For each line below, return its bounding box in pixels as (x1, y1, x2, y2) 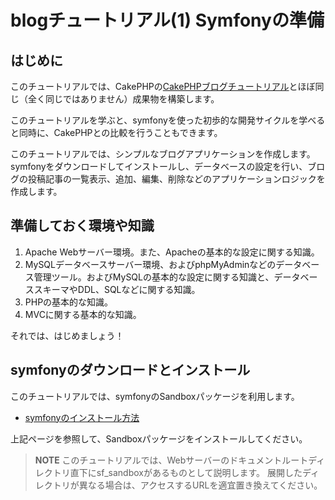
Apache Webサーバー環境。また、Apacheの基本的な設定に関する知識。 (24, 246, 320, 258)
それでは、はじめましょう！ (10, 329, 125, 341)
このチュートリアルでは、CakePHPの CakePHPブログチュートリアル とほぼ (10, 81, 316, 92)
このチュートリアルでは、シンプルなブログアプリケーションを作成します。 (10, 148, 316, 160)
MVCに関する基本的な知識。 (24, 308, 142, 320)
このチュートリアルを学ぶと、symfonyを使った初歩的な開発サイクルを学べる (10, 114, 326, 126)
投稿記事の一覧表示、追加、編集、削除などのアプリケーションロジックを (27, 173, 326, 185)
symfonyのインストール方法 (24, 411, 140, 423)
